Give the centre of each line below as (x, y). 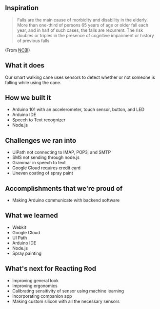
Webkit (19, 227)
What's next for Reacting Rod (51, 269)
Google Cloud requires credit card (46, 168)
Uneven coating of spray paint (42, 173)
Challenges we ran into (41, 141)
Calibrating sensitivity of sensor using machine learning (68, 291)
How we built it (28, 98)
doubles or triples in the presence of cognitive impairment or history (86, 35)
